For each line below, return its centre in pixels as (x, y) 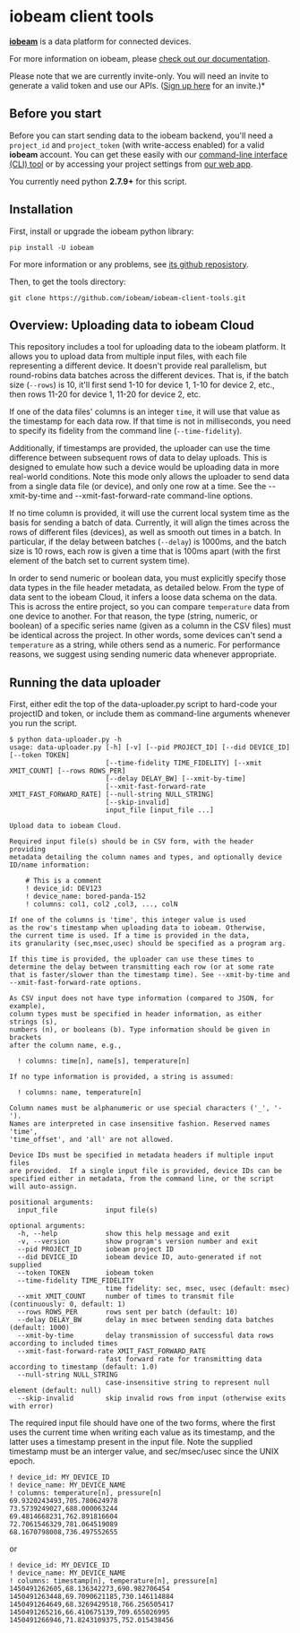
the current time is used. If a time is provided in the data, (130, 936)
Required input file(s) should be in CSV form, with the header (132, 842)
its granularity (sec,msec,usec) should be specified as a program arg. (148, 944)
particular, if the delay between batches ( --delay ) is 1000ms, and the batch (148, 542)
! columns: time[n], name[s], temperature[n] (104, 1061)
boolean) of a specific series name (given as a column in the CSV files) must (150, 626)
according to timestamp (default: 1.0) (84, 1367)
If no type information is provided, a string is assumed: (122, 1077)
